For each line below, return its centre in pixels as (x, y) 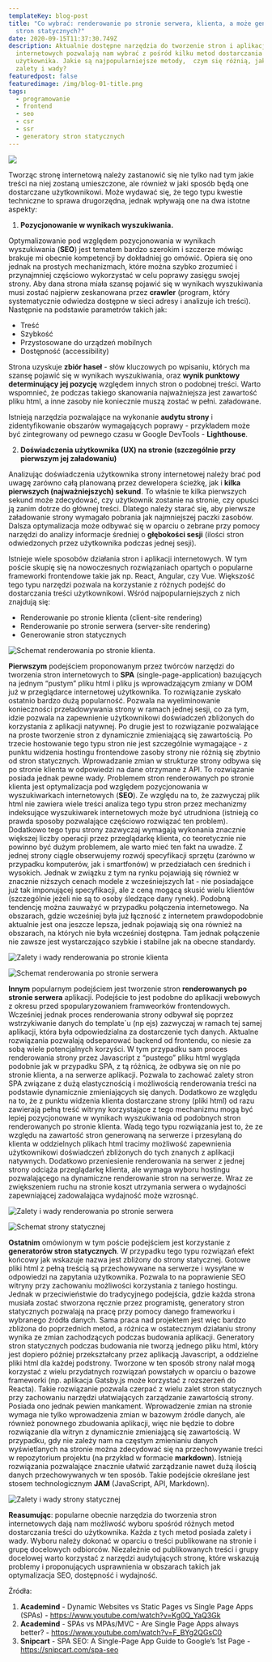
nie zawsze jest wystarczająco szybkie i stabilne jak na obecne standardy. (132, 942)
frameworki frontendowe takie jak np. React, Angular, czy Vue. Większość (132, 575)
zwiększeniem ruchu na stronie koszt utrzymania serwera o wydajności (127, 1186)
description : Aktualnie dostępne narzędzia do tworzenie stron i (121, 46)
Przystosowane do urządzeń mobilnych (86, 342)
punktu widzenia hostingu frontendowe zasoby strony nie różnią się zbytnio (134, 752)
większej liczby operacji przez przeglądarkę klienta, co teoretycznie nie (127, 838)
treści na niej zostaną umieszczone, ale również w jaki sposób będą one (129, 183)
